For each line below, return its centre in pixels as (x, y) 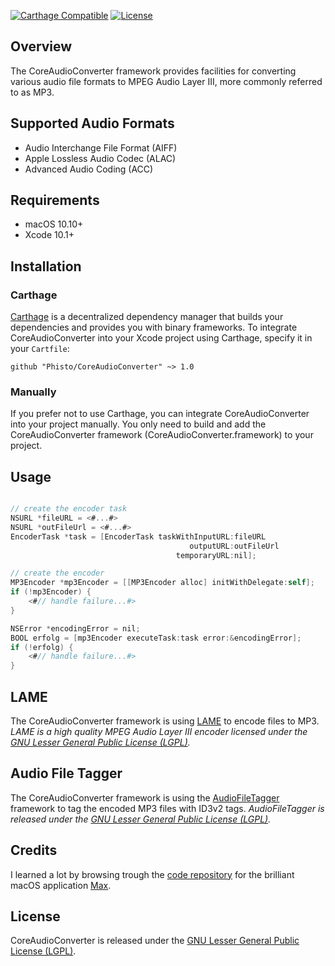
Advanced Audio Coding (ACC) (89, 169)
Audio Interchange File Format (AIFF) (101, 147)
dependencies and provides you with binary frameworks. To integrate (154, 327)
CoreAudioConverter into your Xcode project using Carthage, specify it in (161, 338)
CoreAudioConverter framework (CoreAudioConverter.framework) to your (162, 435)
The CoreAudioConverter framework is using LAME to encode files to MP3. (165, 721)
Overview (41, 46)
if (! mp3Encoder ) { (51, 592)
